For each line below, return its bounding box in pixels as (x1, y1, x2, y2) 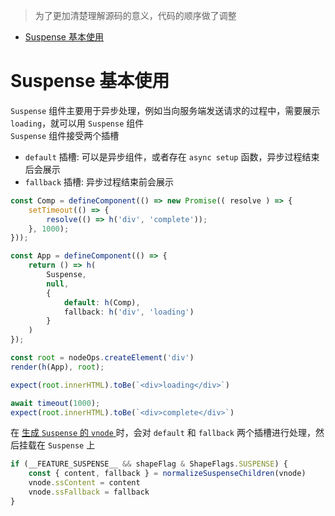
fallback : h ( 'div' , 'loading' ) (63, 307, 195, 317)
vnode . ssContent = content (28, 478, 141, 488)
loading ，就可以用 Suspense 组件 (10, 117, 145, 129)
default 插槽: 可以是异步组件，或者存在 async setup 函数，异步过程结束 (24, 150, 320, 163)
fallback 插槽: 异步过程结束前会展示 (24, 175, 174, 188)
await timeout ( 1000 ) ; (10, 398, 101, 408)
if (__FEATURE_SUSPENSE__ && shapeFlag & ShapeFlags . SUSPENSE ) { (10, 459, 288, 469)
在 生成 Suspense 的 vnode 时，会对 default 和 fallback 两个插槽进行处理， (10, 427, 316, 439)
